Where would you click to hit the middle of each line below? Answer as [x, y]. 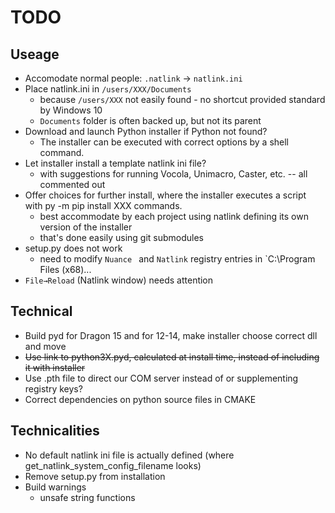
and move [45, 346]
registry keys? [53, 388]
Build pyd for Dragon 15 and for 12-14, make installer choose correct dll [171, 335]
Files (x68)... [65, 269]
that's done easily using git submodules [121, 237]
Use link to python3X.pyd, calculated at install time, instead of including [172, 357]
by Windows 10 [71, 110]
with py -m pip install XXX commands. [103, 205]
